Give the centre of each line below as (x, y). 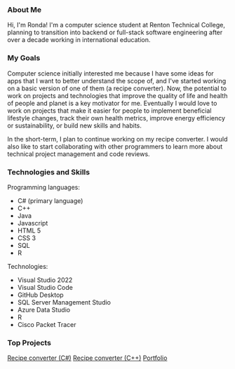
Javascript (33, 223)
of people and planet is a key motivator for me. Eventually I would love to (112, 103)
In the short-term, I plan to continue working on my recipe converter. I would (117, 139)
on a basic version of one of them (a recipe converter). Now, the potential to (117, 88)
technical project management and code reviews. (79, 154)
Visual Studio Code (45, 287)
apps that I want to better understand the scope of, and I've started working (117, 81)
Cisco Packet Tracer (47, 324)
